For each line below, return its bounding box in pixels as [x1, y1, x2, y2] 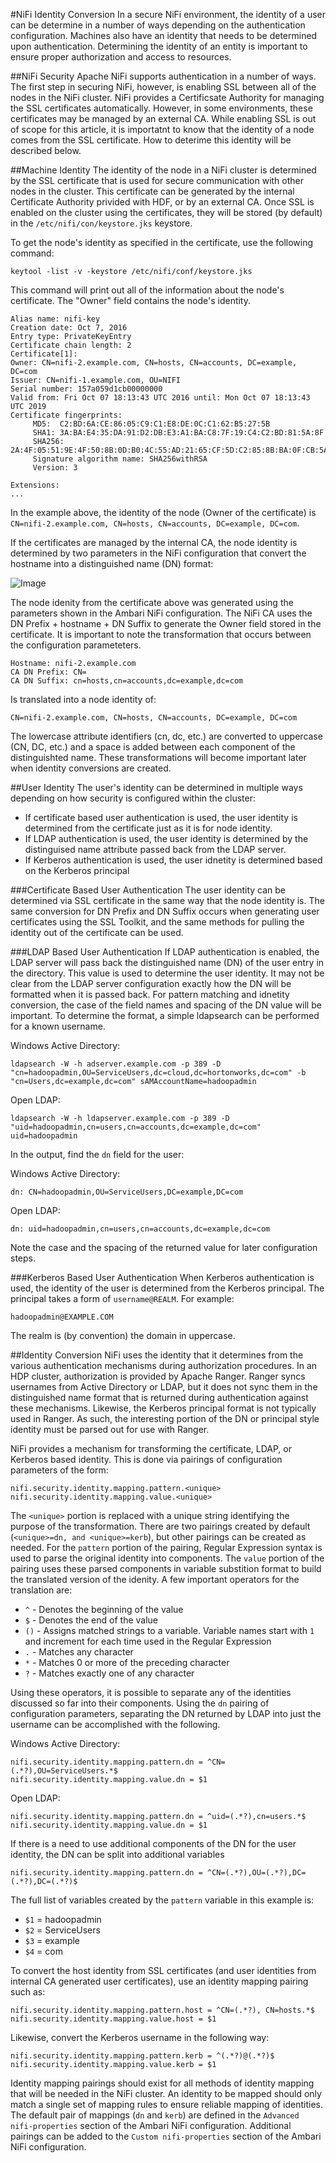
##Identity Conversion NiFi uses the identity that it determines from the [10, 1349, 304, 1361]
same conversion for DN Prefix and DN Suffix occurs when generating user [10, 905, 320, 917]
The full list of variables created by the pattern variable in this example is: [10, 1894, 315, 1906]
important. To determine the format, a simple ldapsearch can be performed [10, 1010, 320, 1021]
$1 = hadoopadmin [24, 1914, 102, 1925]
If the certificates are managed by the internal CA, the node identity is [10, 537, 298, 548]
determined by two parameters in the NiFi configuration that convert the [10, 547, 307, 559]
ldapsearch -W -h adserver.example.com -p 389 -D [10, 1059, 222, 1069]
